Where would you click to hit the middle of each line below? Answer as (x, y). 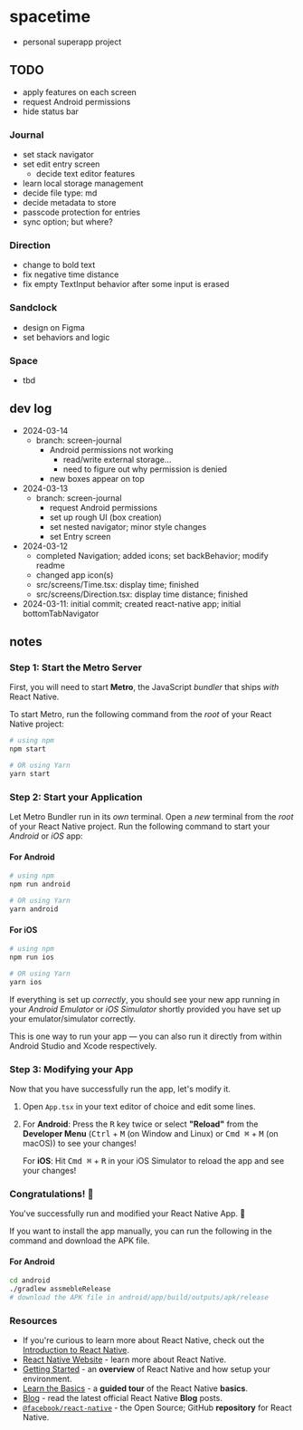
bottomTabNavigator (61, 613)
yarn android (34, 909)
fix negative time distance (71, 274)
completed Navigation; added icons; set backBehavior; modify (152, 555)
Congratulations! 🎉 (52, 1194)
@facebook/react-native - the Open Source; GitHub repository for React (157, 1408)
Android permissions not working (111, 449)
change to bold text (59, 265)
